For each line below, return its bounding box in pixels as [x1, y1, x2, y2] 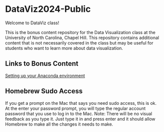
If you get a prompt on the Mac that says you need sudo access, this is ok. [5, 100, 157, 106]
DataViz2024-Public [5, 3, 91, 15]
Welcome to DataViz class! [5, 20, 59, 26]
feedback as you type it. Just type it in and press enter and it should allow [5, 116, 156, 122]
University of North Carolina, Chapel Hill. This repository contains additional [5, 35, 160, 41]
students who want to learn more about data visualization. [5, 45, 123, 51]
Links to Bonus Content [5, 59, 79, 68]
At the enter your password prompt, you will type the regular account [5, 105, 146, 111]
